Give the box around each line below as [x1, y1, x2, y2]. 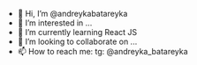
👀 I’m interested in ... [17, 18, 93, 28]
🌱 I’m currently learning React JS [17, 27, 138, 37]
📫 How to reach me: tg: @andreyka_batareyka [17, 47, 188, 56]
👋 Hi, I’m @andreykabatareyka [17, 9, 128, 18]
